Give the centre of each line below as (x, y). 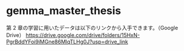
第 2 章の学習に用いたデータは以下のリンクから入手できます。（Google (92, 28)
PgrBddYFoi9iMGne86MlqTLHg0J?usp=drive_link (67, 42)
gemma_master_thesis (64, 11)
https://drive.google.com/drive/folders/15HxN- (83, 35)
